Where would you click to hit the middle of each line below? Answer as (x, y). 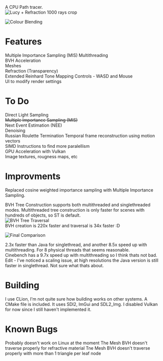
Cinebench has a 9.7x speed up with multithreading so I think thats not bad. (81, 255)
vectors (13, 141)
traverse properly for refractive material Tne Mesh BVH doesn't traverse (78, 348)
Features (23, 42)
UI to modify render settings (34, 81)
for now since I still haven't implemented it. (48, 309)
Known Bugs (31, 329)
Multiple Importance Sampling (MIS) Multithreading (57, 55)
